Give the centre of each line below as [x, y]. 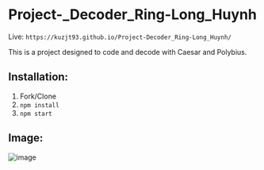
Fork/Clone [38, 96]
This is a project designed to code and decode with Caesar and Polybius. [128, 52]
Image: [26, 138]
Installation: [38, 77]
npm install [39, 105]
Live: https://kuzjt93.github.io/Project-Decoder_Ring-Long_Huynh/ [120, 37]
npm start [36, 114]
